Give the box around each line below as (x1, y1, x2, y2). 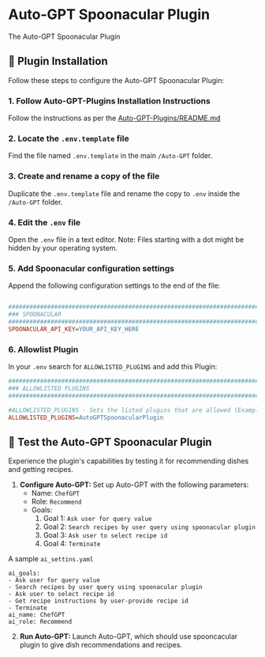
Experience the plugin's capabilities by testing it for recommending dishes (8, 456, 249, 466)
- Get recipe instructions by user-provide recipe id (8, 597, 189, 606)
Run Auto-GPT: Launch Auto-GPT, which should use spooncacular (19, 632, 238, 641)
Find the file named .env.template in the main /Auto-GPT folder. (8, 151, 213, 160)
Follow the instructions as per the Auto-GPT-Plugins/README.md (8, 113, 221, 123)
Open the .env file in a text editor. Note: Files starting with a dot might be (8, 235, 244, 244)
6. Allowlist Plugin (8, 344, 79, 355)
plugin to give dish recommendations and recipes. (19, 640, 183, 650)
